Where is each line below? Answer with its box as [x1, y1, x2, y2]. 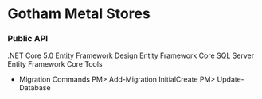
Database [18, 83, 51, 93]
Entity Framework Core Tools [7, 59, 103, 69]
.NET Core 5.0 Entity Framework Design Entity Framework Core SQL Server [7, 51, 255, 60]
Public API [7, 33, 49, 44]
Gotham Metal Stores [7, 5, 151, 23]
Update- [217, 74, 244, 84]
